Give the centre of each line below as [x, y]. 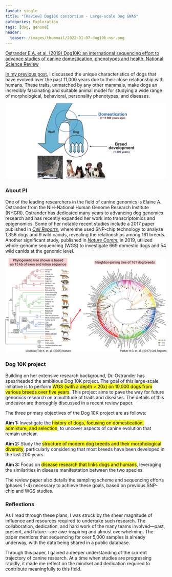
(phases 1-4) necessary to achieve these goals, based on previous [76, 485]
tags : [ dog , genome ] [27, 27]
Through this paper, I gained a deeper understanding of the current [76, 552]
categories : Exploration [32, 22]
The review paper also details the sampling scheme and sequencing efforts [85, 480]
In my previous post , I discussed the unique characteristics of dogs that [81, 74]
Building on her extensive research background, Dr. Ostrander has [75, 376]
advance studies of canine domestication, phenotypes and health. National [84, 59]
